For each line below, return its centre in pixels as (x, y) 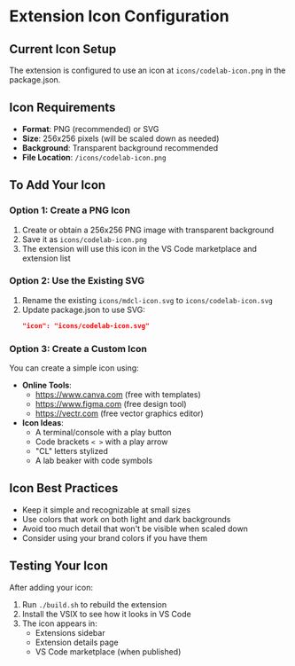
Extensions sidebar (70, 632)
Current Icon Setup (63, 49)
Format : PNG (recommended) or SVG (90, 129)
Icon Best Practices (64, 488)
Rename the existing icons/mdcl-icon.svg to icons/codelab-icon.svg (147, 300)
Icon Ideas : (43, 422)
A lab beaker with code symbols (94, 460)
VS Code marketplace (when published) (108, 651)
